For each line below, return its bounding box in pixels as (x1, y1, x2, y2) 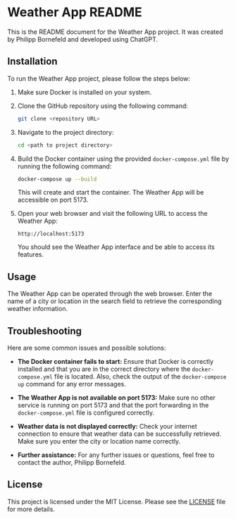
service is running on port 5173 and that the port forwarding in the (17, 401, 209, 409)
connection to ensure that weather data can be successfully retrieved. (17, 429, 222, 438)
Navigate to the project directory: (17, 128, 114, 136)
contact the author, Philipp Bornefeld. (17, 458, 127, 466)
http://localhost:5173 (17, 231, 85, 238)
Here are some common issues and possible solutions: (7, 343, 166, 352)
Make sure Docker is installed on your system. (17, 87, 152, 96)
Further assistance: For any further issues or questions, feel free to (17, 451, 215, 459)
